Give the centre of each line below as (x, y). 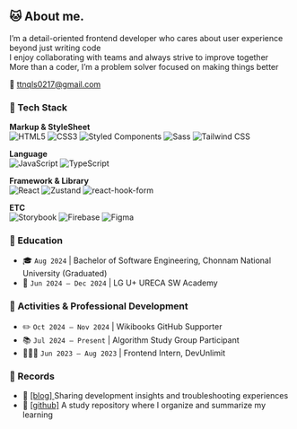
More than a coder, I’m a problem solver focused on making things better (144, 66)
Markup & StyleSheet (50, 127)
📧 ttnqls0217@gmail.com (55, 84)
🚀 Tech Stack (39, 107)
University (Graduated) (65, 274)
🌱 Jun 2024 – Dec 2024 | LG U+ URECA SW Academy (120, 283)
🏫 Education (36, 241)
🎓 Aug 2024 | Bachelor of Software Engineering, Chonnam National (147, 260)
